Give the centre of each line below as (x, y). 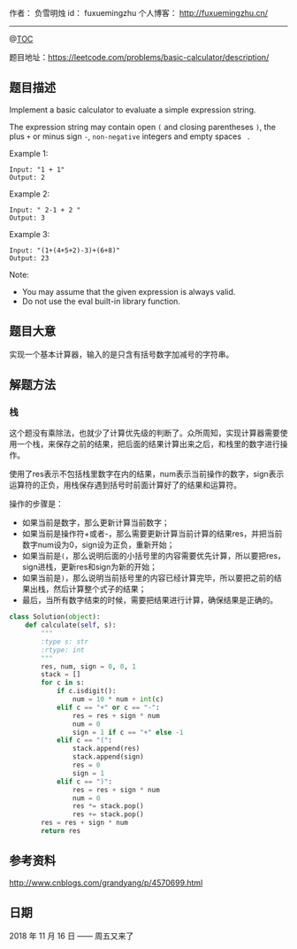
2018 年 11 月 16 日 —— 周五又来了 (72, 936)
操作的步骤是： (36, 504)
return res (61, 831)
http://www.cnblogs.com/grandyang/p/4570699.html (106, 883)
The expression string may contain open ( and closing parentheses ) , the (143, 127)
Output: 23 (29, 258)
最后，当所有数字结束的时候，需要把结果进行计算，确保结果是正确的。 (150, 600)
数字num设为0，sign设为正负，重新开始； (98, 545)
